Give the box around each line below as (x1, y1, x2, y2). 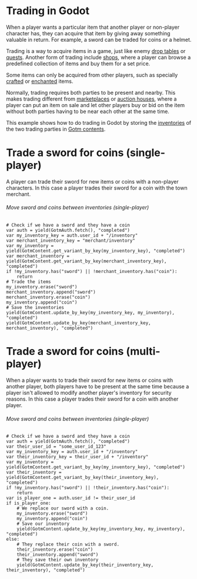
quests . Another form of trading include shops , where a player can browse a (6, 54, 191, 61)
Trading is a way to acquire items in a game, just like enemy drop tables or (6, 47, 186, 54)
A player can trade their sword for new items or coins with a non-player (6, 178, 179, 185)
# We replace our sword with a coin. (16, 505, 109, 511)
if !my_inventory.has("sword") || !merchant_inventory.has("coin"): (6, 269, 178, 275)
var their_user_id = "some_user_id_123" (6, 444, 107, 450)
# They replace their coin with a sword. (16, 541, 119, 548)
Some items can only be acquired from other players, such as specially (6, 71, 178, 78)
